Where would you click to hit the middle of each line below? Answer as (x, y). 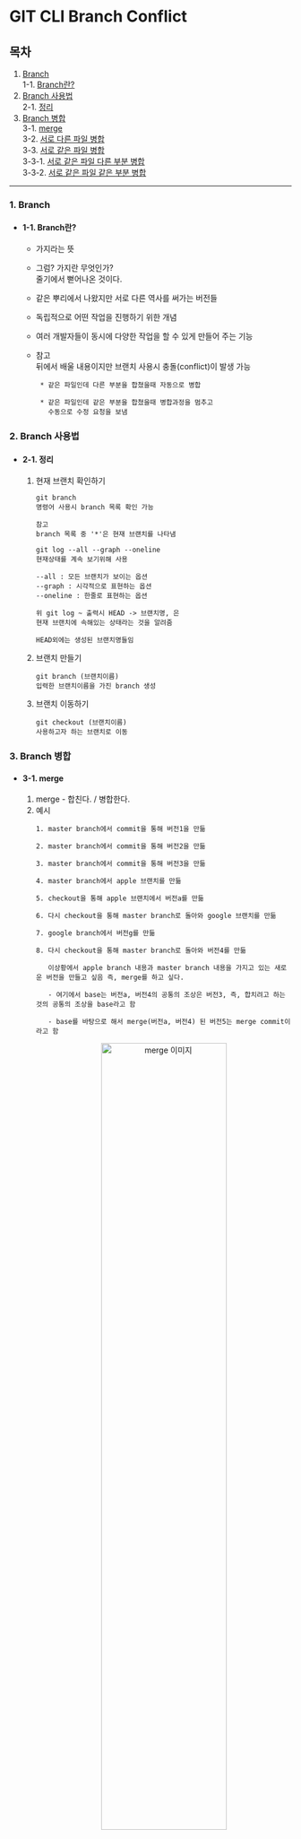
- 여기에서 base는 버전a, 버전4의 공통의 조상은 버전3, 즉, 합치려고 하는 (167, 995)
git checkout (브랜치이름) (81, 723)
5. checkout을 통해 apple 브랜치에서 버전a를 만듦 (120, 898)
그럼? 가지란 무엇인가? (74, 268)
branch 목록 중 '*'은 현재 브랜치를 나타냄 (106, 534)
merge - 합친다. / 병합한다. (83, 799)
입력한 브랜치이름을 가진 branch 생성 (96, 686)
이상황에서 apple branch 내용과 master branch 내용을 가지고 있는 (159, 968)
